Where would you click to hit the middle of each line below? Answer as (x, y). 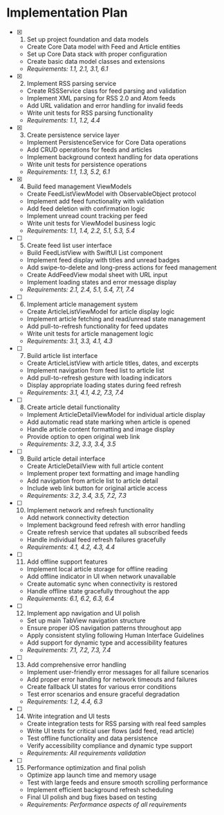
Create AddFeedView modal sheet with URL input (97, 274)
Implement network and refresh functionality (90, 510)
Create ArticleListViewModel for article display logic (101, 311)
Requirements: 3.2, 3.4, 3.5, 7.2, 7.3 (77, 495)
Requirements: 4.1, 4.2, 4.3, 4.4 (71, 547)
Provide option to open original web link (83, 436)
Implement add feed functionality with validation (95, 201)
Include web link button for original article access (97, 488)
